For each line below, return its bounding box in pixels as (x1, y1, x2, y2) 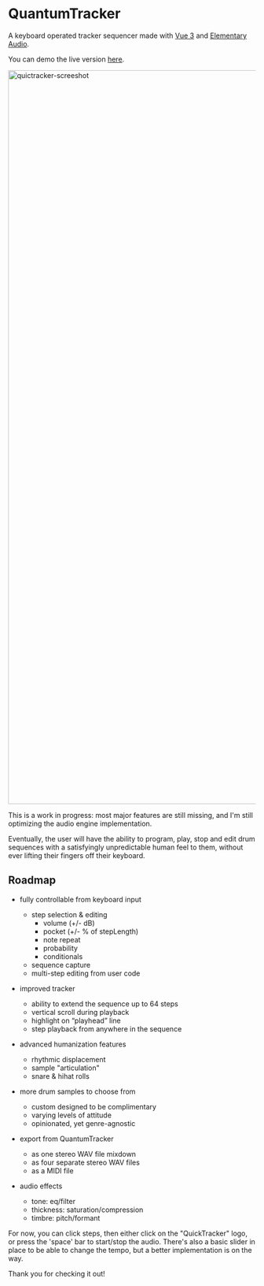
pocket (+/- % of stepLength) (42, 927, 139, 936)
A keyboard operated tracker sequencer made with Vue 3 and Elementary (8, 31, 247, 40)
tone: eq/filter (31, 1196, 76, 1206)
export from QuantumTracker (19, 1134, 114, 1143)
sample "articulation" (31, 1063, 100, 1072)
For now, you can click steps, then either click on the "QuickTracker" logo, (8, 1228, 248, 1238)
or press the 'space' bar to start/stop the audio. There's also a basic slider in (8, 1236, 255, 1246)
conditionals (42, 951, 83, 961)
